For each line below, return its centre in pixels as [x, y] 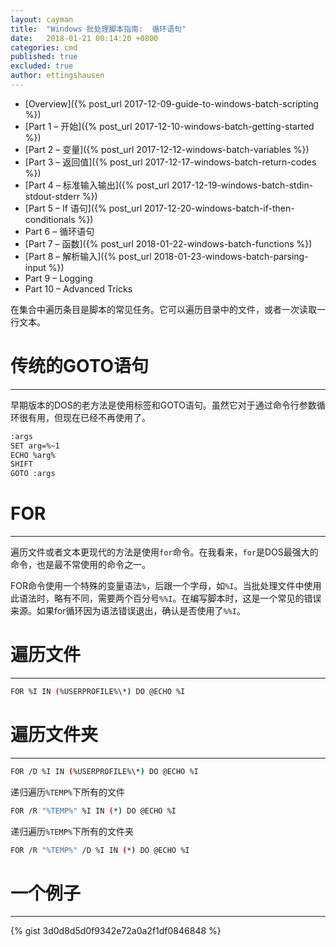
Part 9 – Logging [58, 278]
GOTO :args [33, 474]
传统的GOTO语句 [80, 366]
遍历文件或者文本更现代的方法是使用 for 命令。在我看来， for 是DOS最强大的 [164, 552]
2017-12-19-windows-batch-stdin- [242, 185]
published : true [44, 57]
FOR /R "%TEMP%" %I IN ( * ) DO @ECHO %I [93, 811]
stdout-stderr [52, 196]
